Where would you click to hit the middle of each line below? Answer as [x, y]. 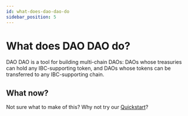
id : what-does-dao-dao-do [38, 11]
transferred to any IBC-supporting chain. [55, 74]
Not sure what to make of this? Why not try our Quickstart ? [77, 107]
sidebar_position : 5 [31, 17]
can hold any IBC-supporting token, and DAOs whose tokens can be [89, 69]
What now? [27, 93]
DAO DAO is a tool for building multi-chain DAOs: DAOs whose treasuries [94, 62]
